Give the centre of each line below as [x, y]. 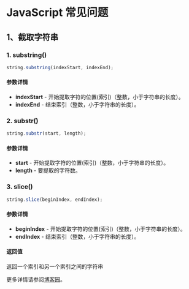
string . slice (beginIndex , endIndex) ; [55, 200]
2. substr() [22, 121]
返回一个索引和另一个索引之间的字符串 [55, 266]
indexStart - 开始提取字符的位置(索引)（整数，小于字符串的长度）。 [99, 97]
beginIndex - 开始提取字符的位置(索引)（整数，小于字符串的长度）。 [100, 229]
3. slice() [20, 187]
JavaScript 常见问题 [57, 13]
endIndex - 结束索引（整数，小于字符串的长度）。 [77, 236]
